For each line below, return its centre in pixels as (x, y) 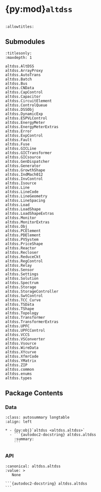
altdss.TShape (20, 309)
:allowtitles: (20, 26)
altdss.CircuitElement (28, 101)
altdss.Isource (21, 183)
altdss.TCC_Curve (23, 300)
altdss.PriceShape (24, 244)
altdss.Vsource (21, 343)
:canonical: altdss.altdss (33, 466)
